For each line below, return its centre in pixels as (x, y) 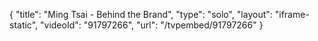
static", (24, 25)
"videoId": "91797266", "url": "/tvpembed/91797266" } (152, 25)
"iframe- (292, 14)
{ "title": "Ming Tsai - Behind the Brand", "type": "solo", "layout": (141, 14)
